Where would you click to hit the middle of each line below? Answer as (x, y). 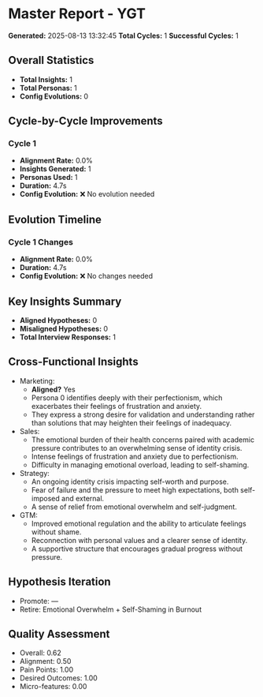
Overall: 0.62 (40, 653)
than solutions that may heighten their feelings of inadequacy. (131, 422)
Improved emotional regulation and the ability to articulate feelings (139, 523)
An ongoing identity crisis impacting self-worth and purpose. (130, 482)
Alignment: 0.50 (45, 661)
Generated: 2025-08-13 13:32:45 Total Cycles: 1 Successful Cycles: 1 (123, 36)
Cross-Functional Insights (74, 362)
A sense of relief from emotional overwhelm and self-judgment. (134, 507)
